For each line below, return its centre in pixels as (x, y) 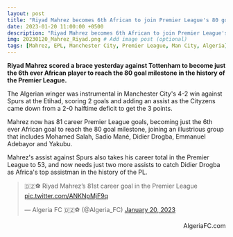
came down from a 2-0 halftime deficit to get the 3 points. (90, 108)
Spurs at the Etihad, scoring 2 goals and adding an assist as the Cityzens (112, 101)
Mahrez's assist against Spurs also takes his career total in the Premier (108, 157)
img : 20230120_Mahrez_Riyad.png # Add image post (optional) (97, 39)
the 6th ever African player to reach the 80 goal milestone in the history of (116, 73)
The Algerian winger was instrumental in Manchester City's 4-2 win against (115, 94)
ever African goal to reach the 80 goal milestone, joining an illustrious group (115, 129)
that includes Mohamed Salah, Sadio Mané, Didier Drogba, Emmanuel (106, 137)
